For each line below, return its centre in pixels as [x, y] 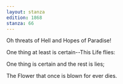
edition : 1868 [24, 18]
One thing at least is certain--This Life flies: [61, 52]
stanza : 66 [20, 23]
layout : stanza [26, 12]
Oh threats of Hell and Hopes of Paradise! [59, 41]
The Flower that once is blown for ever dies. [62, 76]
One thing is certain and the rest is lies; [56, 64]
